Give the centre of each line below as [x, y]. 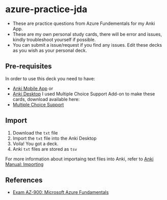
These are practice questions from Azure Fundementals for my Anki [84, 23]
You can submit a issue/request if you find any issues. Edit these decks [87, 45]
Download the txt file [35, 132]
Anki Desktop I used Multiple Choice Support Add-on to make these [84, 94]
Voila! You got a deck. [35, 144]
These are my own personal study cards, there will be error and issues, [87, 34]
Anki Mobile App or [33, 88]
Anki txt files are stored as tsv [45, 149]
